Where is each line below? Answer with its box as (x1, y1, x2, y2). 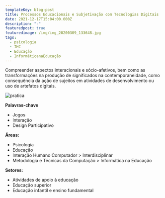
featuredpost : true (5, 26, 46, 31)
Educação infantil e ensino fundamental (12, 188, 94, 194)
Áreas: (5, 132, 19, 138)
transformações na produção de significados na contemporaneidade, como (5, 73, 160, 79)
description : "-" (5, 21, 41, 26)
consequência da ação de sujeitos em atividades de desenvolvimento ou (5, 78, 154, 84)
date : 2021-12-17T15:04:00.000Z (5, 16, 72, 21)
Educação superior (12, 182, 52, 188)
